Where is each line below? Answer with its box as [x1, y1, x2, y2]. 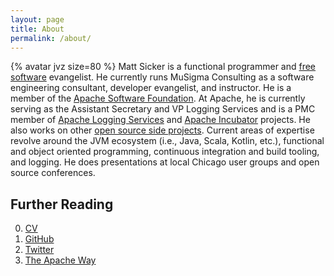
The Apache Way [24, 254, 97, 266]
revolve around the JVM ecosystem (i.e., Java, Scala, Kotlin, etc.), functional [10, 135, 325, 147]
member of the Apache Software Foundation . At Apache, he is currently [10, 92, 306, 105]
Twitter [24, 244, 55, 256]
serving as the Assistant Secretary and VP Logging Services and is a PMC [10, 103, 316, 115]
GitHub [24, 233, 55, 245]
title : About [10, 24, 65, 34]
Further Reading [10, 196, 114, 213]
